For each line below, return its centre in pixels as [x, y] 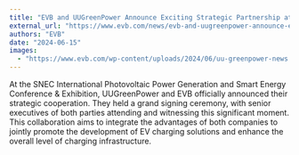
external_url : [36, 26]
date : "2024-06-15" [45, 42]
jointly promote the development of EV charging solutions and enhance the [146, 131]
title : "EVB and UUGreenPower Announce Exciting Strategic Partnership [145, 17]
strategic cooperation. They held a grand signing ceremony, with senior [140, 103]
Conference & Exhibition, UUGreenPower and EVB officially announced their [149, 94]
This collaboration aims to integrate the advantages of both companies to [144, 122]
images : [24, 51]
